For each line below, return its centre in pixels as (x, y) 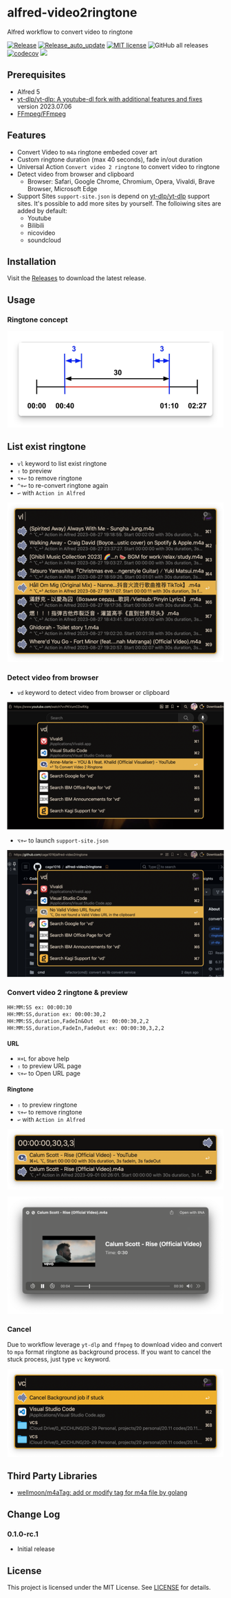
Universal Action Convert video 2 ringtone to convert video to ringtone (118, 166)
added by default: (42, 210)
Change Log (34, 1514)
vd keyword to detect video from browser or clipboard (93, 693)
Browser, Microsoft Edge (62, 188)
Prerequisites (36, 75)
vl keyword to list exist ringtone (62, 463)
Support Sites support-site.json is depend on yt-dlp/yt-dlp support (113, 196)
